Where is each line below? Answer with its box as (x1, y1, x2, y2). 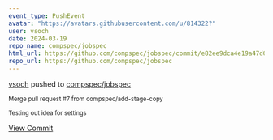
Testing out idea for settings (8, 108, 87, 117)
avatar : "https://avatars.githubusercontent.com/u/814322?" (8, 19, 217, 28)
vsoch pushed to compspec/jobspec (8, 78, 132, 89)
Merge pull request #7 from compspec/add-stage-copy (8, 95, 164, 103)
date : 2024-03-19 (8, 34, 67, 43)
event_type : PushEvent (8, 11, 85, 20)
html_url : (8, 49, 42, 57)
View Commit (8, 123, 54, 133)
